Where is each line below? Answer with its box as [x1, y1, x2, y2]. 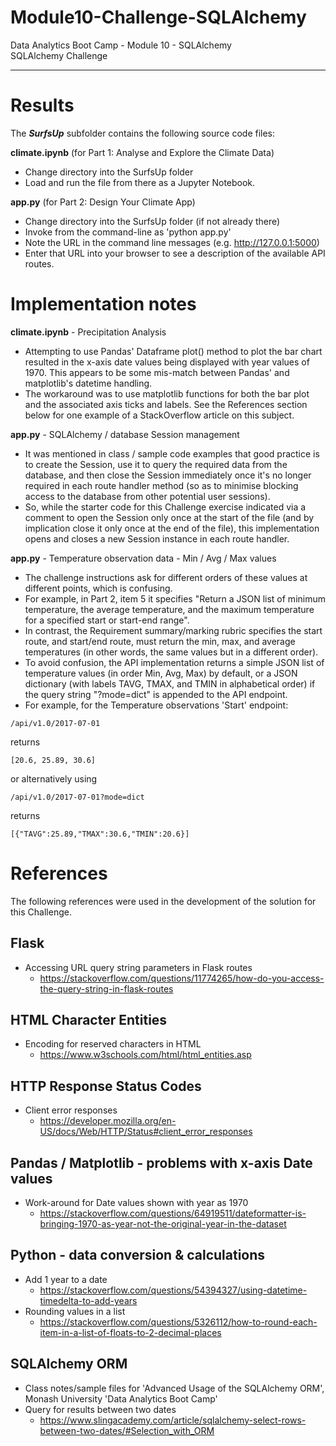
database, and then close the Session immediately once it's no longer [24, 469, 312, 481]
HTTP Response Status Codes [10, 1077, 202, 1095]
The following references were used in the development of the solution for [10, 895, 317, 907]
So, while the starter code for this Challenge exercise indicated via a [24, 501, 307, 513]
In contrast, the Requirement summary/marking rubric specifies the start [24, 624, 323, 636]
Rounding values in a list [24, 1305, 126, 1317]
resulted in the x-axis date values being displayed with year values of [24, 356, 310, 368]
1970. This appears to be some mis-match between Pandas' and [24, 366, 290, 378]
